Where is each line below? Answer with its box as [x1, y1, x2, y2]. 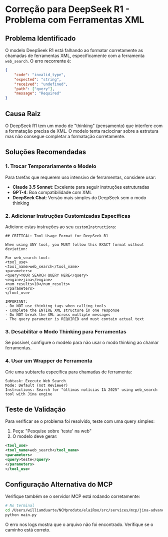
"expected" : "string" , [14, 77, 61, 82]
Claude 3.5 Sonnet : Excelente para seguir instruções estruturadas [12, 184, 149, 190]
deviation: [5, 246, 28, 251]
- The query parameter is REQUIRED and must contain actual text [5, 316, 144, 321]
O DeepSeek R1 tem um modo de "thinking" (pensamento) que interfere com [5, 123, 163, 129]
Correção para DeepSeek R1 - [5, 4, 130, 15]
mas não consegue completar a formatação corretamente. [5, 133, 125, 139]
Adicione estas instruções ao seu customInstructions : [5, 224, 116, 230]
